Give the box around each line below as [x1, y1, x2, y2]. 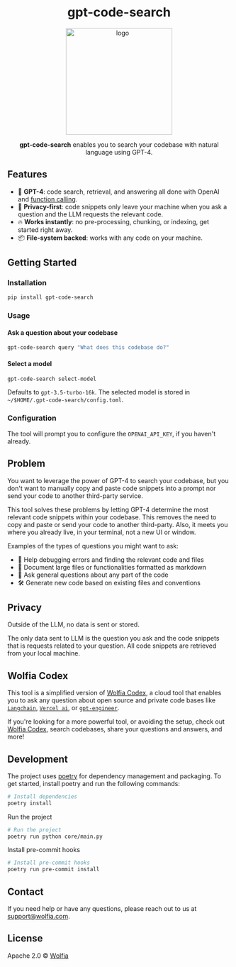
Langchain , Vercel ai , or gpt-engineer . [7, 704, 120, 712]
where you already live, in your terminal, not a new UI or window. [7, 528, 196, 536]
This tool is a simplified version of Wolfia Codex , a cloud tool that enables [7, 689, 222, 697]
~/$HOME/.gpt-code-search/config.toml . [7, 395, 124, 404]
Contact [7, 885, 44, 897]
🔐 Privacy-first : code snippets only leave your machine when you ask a [17, 202, 227, 211]
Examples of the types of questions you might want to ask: [7, 541, 179, 550]
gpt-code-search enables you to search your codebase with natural [19, 140, 219, 149]
